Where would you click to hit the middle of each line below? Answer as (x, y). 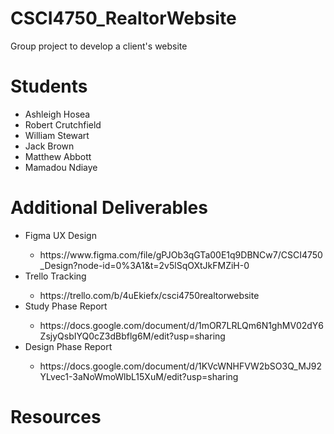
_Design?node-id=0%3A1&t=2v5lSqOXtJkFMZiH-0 (144, 265)
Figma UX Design (60, 235)
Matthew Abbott (58, 156)
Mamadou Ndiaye (61, 167)
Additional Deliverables (109, 208)
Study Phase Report (66, 306)
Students (49, 86)
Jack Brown (49, 146)
